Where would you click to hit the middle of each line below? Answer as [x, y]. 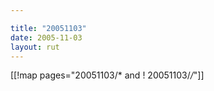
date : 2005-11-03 [46, 37]
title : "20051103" [48, 28]
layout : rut [35, 47]
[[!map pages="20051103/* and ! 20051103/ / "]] [107, 75]
